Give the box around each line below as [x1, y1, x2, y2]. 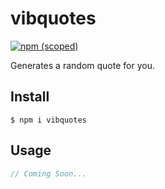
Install [10, 88, 50, 106]
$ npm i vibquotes [10, 115, 87, 125]
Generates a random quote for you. [10, 59, 155, 71]
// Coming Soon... [10, 168, 87, 179]
